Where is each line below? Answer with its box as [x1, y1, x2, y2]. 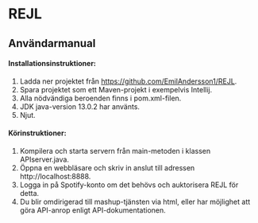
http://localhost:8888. [19, 171, 91, 181]
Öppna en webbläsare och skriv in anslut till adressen [19, 162, 195, 172]
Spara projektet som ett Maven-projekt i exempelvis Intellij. [19, 84, 213, 94]
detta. [19, 188, 40, 198]
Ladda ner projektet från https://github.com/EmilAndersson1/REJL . [19, 76, 237, 86]
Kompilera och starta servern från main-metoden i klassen [19, 146, 211, 155]
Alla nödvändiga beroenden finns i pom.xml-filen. [19, 93, 182, 103]
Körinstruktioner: [8, 128, 67, 138]
